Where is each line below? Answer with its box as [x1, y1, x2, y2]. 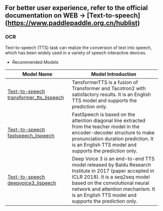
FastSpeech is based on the [72, 111, 135, 118]
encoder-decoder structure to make [72, 129, 155, 136]
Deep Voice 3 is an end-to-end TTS [72, 155, 155, 162]
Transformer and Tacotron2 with [72, 85, 146, 92]
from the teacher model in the [72, 123, 140, 130]
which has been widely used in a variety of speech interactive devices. [5, 49, 147, 55]
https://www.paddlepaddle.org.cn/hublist [7, 19, 138, 27]
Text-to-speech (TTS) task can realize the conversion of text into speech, [5, 45, 152, 50]
